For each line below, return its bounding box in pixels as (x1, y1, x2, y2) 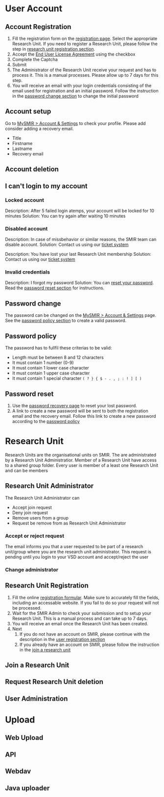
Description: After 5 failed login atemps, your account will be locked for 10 (5, 208, 154, 214)
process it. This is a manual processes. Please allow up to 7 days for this (12, 72, 159, 78)
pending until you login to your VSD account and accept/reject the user (5, 554, 149, 560)
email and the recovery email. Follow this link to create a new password (12, 413, 156, 419)
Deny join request (12, 510, 48, 516)
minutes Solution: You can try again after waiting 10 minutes (5, 213, 126, 219)
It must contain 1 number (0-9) (12, 360, 74, 366)
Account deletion (5, 165, 59, 174)
